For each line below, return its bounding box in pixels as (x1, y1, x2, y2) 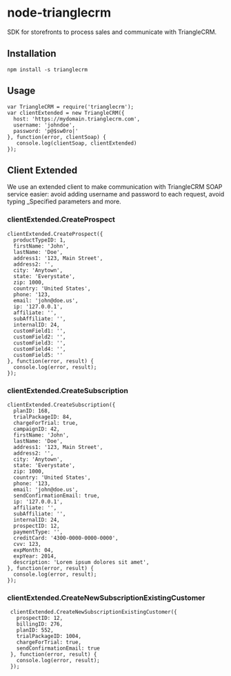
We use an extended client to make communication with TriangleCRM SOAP (7, 183, 223, 191)
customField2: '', (13, 334, 67, 340)
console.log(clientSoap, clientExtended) (16, 140, 137, 147)
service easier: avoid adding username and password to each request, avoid (7, 190, 225, 199)
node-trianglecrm (7, 5, 112, 21)
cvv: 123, (13, 540, 41, 547)
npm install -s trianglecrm (7, 66, 88, 73)
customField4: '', (13, 345, 67, 352)
